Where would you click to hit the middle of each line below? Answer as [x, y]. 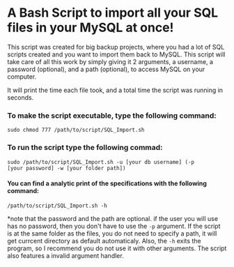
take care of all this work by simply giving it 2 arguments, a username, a [110, 61]
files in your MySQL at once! [91, 28]
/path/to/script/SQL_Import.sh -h [57, 206]
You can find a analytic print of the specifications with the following [107, 183]
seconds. [21, 97]
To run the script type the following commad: [85, 148]
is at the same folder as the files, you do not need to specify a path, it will [112, 233]
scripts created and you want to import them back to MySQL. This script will [116, 54]
